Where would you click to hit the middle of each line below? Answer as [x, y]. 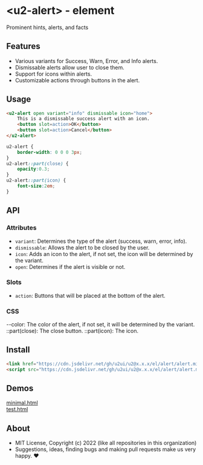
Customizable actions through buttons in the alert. [77, 80]
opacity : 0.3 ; [34, 169]
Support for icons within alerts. [53, 74]
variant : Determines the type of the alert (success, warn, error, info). [101, 241]
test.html [17, 409]
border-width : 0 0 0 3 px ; [50, 152]
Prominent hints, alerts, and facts [47, 27]
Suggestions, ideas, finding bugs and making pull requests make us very [105, 449]
